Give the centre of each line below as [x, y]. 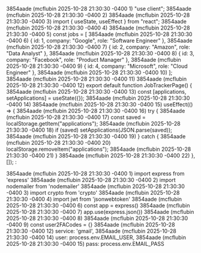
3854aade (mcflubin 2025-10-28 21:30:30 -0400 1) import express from [95, 173]
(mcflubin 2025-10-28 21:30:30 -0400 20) [58, 143]
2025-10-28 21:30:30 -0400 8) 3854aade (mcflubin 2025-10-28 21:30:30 [97, 218]
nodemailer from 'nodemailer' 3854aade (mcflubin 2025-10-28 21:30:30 [95, 186]
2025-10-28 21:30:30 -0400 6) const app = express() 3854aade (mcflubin [98, 206]
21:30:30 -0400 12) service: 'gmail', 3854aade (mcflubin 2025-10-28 [91, 231]
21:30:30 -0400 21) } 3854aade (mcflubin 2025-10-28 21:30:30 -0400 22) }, [101, 155]
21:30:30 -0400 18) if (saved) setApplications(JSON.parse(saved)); [89, 130]
